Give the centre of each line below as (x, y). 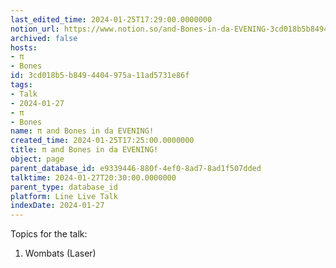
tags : (21, 85)
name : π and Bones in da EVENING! (82, 131)
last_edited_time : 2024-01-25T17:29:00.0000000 (111, 19)
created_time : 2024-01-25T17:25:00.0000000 (102, 141)
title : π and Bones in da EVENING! (84, 150)
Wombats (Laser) (60, 253)
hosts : (24, 47)
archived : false (44, 38)
